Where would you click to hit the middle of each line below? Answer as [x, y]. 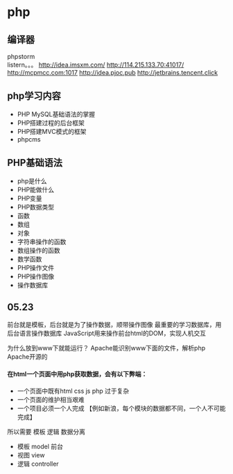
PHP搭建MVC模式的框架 [52, 131]
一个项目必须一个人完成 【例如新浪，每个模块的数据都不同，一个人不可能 [121, 408]
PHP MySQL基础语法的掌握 [56, 114]
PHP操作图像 [36, 276]
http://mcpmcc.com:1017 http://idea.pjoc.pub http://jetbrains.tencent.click [113, 73]
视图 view [31, 455]
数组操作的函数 [38, 250]
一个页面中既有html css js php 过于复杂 [73, 391]
